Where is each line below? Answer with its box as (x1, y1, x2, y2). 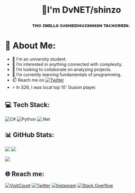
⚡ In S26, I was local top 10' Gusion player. (12, 84, 97, 90)
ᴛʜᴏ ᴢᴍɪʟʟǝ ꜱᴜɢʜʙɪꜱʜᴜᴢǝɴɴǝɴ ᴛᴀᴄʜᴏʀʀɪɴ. (32, 22, 131, 29)
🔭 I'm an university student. (12, 56, 67, 62)
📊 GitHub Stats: (5, 131, 55, 139)
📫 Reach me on (12, 77, 45, 83)
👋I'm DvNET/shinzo (41, 4, 121, 16)
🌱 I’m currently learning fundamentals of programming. (12, 72, 122, 78)
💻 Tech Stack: (5, 101, 50, 109)
